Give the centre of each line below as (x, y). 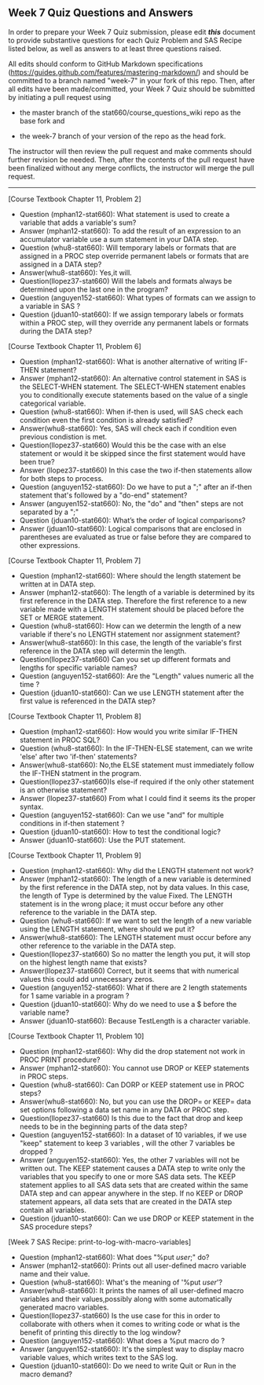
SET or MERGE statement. (62, 617)
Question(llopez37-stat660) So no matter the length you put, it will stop (135, 953)
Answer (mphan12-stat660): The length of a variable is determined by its (137, 592)
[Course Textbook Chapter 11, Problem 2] (75, 199)
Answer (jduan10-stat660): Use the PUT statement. (103, 839)
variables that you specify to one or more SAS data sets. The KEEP (127, 1176)
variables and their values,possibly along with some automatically (126, 1299)
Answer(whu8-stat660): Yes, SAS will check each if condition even (128, 428)
